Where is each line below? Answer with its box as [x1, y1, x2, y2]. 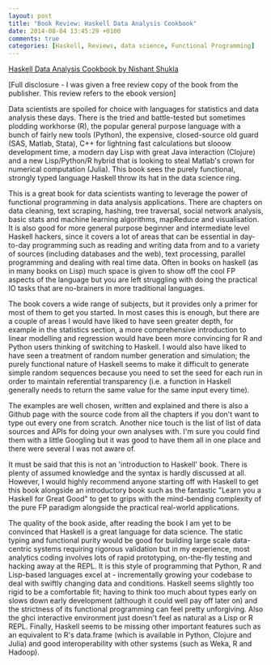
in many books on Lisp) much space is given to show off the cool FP [8, 266, 236, 276]
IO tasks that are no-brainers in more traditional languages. [8, 283, 205, 293]
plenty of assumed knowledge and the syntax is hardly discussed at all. [8, 468, 247, 478]
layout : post [8, 11, 53, 20]
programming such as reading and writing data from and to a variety [32, 241, 260, 250]
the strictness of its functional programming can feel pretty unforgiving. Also [8, 604, 264, 614]
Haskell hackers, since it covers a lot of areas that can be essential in [8, 232, 239, 241]
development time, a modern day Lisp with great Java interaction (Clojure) [8, 147, 256, 157]
